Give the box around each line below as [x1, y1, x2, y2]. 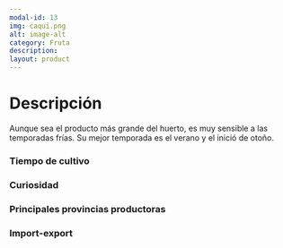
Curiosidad [9, 178, 59, 191]
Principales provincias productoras [9, 202, 166, 215]
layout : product [9, 55, 70, 64]
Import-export [9, 227, 74, 239]
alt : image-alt [9, 30, 66, 38]
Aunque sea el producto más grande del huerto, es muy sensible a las [9, 123, 268, 133]
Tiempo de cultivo [9, 154, 90, 167]
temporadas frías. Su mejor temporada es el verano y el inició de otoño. [9, 132, 275, 143]
